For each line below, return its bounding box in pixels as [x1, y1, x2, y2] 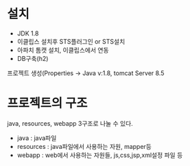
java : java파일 [16, 134, 57, 142]
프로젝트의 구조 [7, 96, 88, 111]
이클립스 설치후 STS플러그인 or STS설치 [16, 37, 126, 45]
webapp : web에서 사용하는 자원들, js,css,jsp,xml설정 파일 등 [16, 151, 183, 159]
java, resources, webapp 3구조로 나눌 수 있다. [7, 119, 134, 127]
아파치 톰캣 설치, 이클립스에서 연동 [16, 46, 109, 54]
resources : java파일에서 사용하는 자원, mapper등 [16, 142, 152, 150]
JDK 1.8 [16, 29, 39, 38]
